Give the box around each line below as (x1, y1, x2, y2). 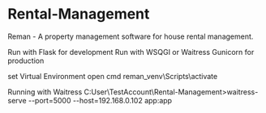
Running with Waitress (7, 86, 83, 97)
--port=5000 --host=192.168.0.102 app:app (28, 95, 172, 105)
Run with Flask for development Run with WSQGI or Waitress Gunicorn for (7, 47, 255, 56)
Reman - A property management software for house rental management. (7, 31, 254, 41)
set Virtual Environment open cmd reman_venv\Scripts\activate (7, 71, 218, 81)
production (7, 56, 45, 65)
